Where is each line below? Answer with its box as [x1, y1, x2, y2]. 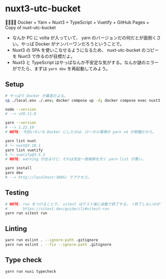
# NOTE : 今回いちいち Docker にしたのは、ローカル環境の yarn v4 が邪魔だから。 [5, 129, 157, 134]
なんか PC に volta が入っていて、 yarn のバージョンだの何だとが [12, 35, 144, 40]
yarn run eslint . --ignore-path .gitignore [5, 238, 98, 242]
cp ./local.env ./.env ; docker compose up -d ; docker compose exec [5, 98, 147, 103]
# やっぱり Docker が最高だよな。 [5, 93, 68, 98]
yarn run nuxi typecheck [5, 269, 56, 274]
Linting [5, 224, 27, 233]
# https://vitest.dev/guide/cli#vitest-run [5, 206, 110, 211]
